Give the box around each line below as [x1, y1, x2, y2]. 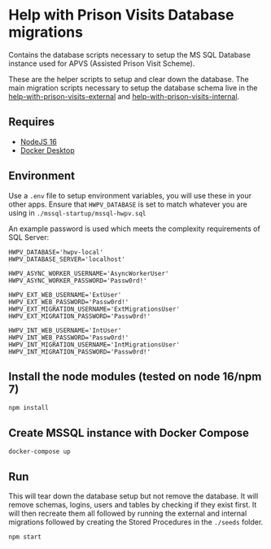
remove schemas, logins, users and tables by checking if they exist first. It [8, 500, 257, 509]
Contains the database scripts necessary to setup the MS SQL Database [8, 50, 251, 59]
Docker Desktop [20, 145, 75, 155]
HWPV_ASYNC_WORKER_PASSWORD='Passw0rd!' [8, 277, 148, 285]
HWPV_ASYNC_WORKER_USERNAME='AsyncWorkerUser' [8, 269, 169, 277]
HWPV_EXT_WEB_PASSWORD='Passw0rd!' [8, 298, 129, 306]
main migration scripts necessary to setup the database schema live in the [8, 83, 258, 93]
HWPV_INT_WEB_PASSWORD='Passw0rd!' [8, 333, 129, 342]
